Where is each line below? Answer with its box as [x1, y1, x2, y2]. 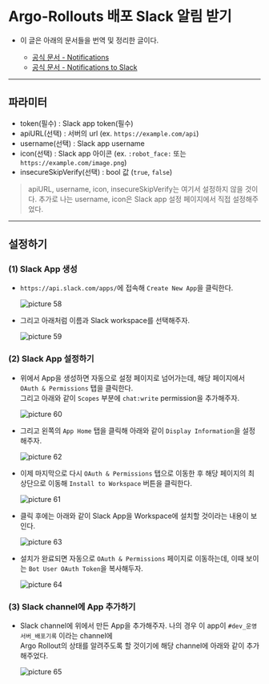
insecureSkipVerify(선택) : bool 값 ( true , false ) [19, 167, 173, 176]
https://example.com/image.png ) [19, 157, 127, 167]
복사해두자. [108, 563, 144, 573]
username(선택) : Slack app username [19, 138, 146, 148]
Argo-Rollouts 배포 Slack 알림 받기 [8, 7, 232, 26]
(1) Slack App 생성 [8, 264, 78, 275]
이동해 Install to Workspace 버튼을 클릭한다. [47, 478, 193, 488]
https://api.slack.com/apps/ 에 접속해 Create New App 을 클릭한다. [19, 283, 234, 293]
